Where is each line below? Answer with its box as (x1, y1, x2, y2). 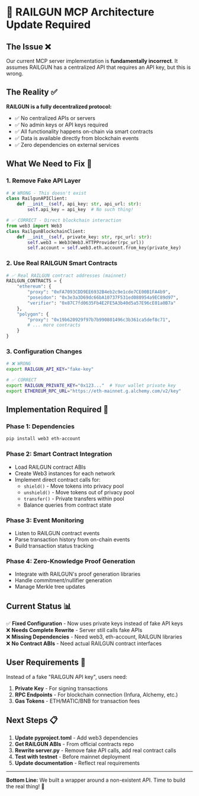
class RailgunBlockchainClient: (6, 228, 86, 234)
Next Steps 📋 (6, 715, 58, 725)
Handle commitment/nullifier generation (14, 577, 113, 584)
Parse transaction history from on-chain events (14, 536, 130, 543)
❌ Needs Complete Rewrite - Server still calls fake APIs (6, 626, 143, 633)
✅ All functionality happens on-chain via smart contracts (14, 128, 153, 135)
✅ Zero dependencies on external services (14, 141, 120, 148)
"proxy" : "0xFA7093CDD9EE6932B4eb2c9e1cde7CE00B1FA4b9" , (27, 289, 171, 295)
